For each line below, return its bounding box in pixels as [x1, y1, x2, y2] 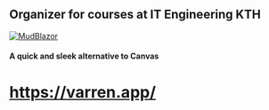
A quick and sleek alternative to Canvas [9, 51, 159, 61]
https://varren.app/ [9, 82, 157, 102]
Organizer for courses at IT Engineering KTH [9, 7, 261, 22]
